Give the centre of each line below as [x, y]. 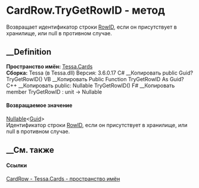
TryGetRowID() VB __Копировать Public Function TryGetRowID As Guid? [95, 79]
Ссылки [17, 165]
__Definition [29, 52]
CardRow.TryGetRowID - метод [85, 10]
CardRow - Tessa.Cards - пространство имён [63, 178]
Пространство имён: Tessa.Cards [49, 66]
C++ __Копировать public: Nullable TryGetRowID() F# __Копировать [91, 85]
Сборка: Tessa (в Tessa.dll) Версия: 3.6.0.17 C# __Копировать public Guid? [100, 73]
